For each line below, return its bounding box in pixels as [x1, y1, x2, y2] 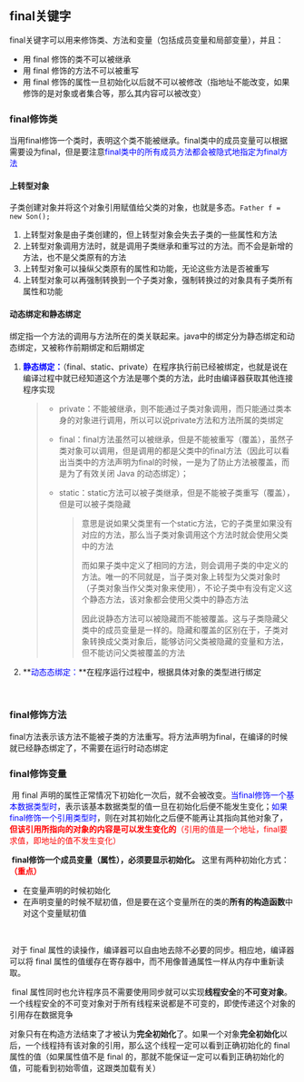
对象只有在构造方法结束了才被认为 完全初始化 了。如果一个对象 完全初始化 [9, 1028, 279, 1039]
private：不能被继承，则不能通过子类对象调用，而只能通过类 [58, 403, 284, 414]
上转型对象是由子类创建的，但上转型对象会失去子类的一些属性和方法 [22, 230, 278, 241]
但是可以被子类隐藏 [58, 498, 132, 509]
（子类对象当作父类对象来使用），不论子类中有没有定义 [81, 582, 285, 593]
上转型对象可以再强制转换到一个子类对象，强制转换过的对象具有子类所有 [22, 275, 293, 286]
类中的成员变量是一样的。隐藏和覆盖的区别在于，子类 [81, 625, 281, 635]
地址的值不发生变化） [40, 835, 121, 846]
